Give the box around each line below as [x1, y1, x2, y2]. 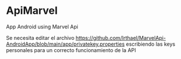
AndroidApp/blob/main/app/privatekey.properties [6, 40, 125, 47]
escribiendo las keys [126, 40, 176, 47]
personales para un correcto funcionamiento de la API [6, 46, 136, 53]
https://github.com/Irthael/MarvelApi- [75, 34, 166, 41]
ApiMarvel [6, 4, 58, 17]
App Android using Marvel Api [6, 23, 79, 30]
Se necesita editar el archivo [6, 34, 75, 41]
